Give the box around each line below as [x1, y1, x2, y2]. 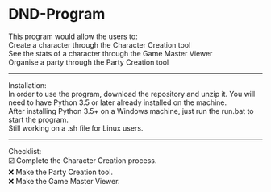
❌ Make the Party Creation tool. [8, 167, 114, 177]
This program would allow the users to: [8, 31, 139, 41]
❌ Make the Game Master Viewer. [8, 176, 120, 186]
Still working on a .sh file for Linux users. [8, 123, 144, 133]
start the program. [8, 115, 69, 124]
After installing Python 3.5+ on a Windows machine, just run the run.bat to [8, 106, 254, 115]
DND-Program [8, 5, 106, 23]
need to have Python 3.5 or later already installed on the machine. [8, 98, 227, 107]
